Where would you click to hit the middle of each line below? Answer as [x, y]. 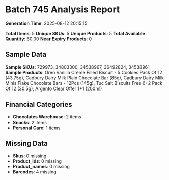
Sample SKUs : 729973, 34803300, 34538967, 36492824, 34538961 [78, 67]
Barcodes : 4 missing [35, 172]
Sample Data [26, 55]
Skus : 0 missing [30, 156]
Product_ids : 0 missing [37, 161]
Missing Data [27, 143]
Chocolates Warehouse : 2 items [47, 117]
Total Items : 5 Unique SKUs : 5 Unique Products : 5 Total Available [75, 33]
